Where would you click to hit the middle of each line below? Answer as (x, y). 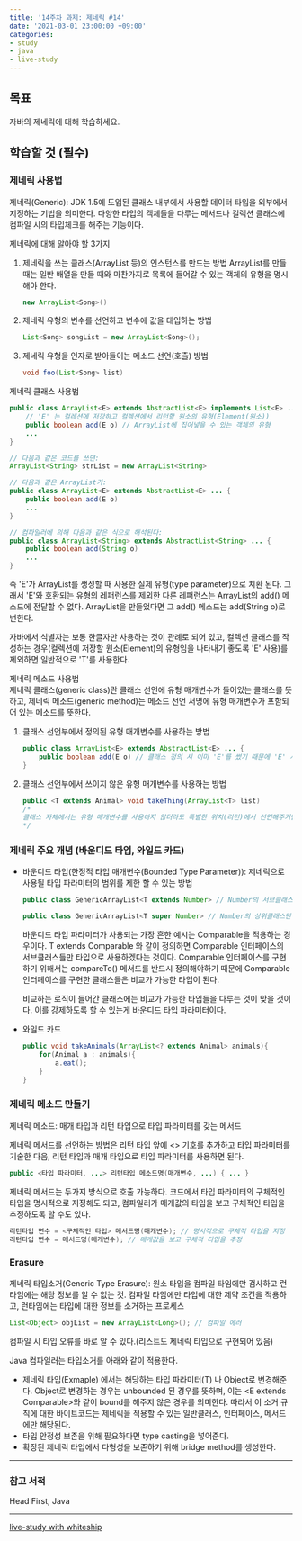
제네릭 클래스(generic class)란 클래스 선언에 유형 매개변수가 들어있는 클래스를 (146, 690)
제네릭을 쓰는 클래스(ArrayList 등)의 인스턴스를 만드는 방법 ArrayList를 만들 (155, 263)
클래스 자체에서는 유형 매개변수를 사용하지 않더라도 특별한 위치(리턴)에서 (139, 817)
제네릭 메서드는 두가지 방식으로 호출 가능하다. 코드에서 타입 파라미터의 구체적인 (147, 1191)
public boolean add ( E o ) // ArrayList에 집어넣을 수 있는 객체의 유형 (148, 425)
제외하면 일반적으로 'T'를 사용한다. (70, 659)
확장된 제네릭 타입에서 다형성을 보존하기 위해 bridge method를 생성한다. (149, 1446)
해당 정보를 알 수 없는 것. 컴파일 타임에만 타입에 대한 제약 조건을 (151, 1294)
